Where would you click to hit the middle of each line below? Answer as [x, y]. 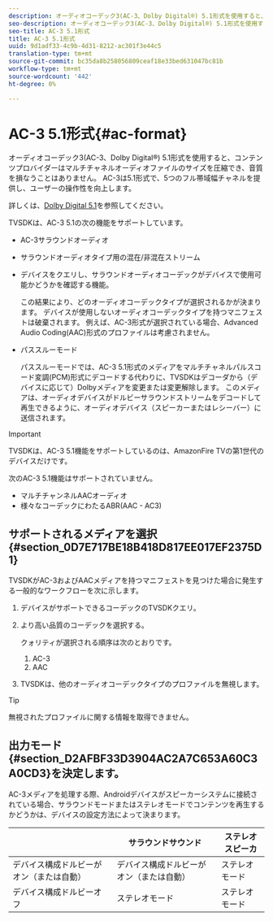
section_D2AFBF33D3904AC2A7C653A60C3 [139, 758]
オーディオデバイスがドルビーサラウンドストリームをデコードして [152, 398]
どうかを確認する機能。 [74, 285]
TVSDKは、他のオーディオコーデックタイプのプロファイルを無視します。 [142, 684]
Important [25, 434]
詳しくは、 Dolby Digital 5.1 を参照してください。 [88, 206]
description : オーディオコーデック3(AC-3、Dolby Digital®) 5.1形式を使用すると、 [138, 16]
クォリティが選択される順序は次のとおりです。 [98, 642]
